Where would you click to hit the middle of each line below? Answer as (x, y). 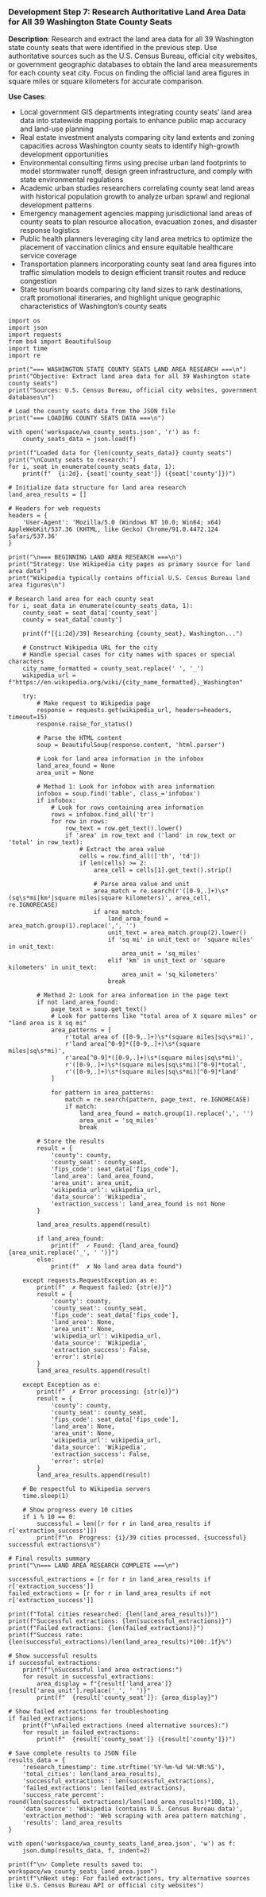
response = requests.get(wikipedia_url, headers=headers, (135, 710)
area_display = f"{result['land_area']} (104, 1684)
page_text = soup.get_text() (99, 1009)
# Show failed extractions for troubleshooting (89, 1712)
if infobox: (57, 801)
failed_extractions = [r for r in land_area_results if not (110, 1593)
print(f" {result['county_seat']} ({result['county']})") (137, 1740)
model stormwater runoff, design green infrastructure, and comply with (136, 171)
